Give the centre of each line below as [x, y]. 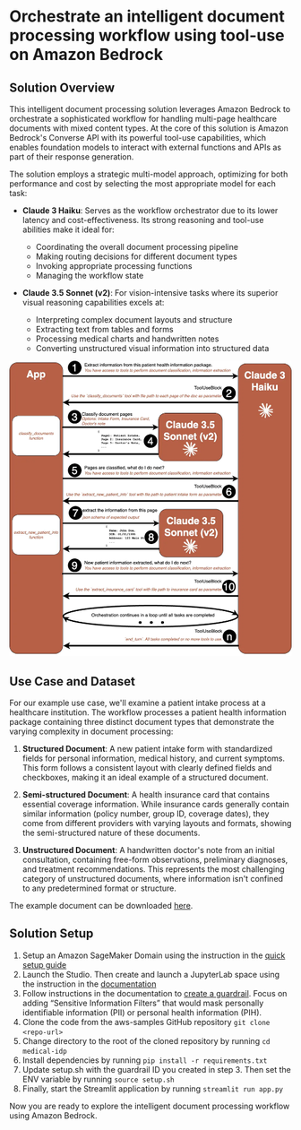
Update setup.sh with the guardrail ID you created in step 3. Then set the [156, 1069]
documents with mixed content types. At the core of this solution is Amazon [149, 128]
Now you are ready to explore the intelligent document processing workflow [150, 1106]
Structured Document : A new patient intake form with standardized [147, 748]
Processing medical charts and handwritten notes [127, 339]
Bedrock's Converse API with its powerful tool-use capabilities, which [138, 138]
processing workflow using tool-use [147, 35]
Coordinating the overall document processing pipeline [137, 247]
